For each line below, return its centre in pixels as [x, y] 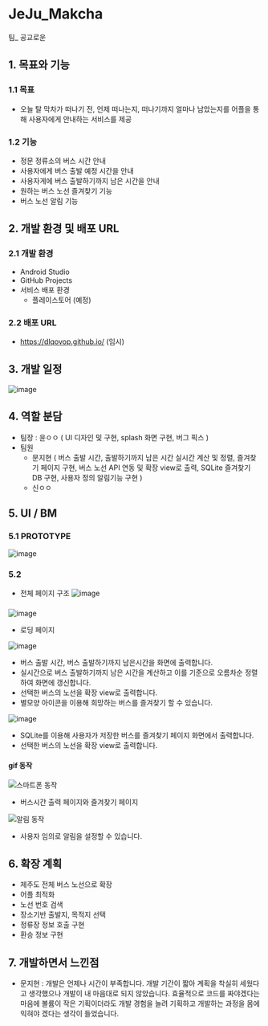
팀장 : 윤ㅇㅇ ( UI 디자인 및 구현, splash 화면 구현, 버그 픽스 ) [114, 437]
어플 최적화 [37, 895]
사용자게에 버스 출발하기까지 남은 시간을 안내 [90, 181]
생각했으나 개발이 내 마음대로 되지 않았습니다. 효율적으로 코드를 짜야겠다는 [144, 994]
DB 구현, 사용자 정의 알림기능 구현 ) [87, 477]
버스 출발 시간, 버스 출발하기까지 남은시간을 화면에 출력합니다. [116, 663]
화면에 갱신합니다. [63, 683]
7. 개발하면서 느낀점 [54, 962]
